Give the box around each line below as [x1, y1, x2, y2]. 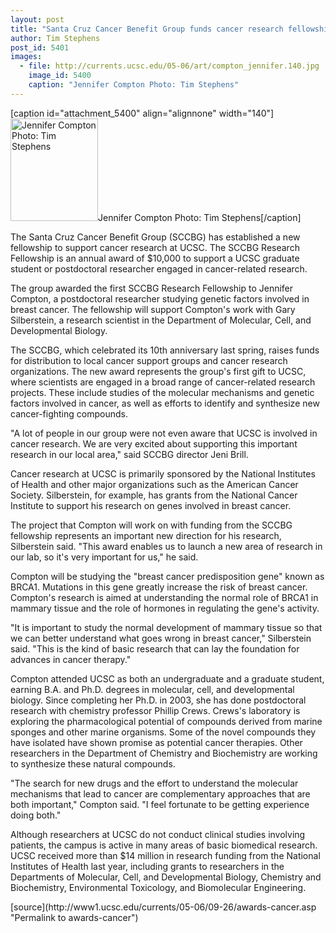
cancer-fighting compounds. [10, 407, 128, 420]
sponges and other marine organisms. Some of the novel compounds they [10, 726, 317, 738]
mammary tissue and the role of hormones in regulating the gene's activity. [10, 602, 320, 614]
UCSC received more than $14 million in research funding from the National [10, 849, 321, 861]
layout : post [10, 14, 65, 25]
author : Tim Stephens [10, 33, 101, 43]
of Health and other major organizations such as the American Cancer [10, 478, 299, 490]
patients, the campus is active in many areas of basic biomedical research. [10, 839, 318, 851]
